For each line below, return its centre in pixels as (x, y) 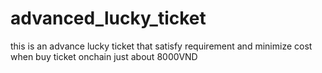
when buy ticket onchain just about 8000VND (104, 56)
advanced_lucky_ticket (108, 18)
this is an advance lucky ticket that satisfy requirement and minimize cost (161, 46)
